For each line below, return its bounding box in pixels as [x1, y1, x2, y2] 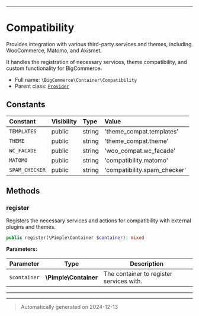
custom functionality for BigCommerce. [6, 65, 102, 72]
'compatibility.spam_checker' [104, 165, 187, 174]
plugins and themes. [6, 224, 56, 231]
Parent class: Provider [14, 82, 69, 90]
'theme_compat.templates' [104, 127, 179, 135]
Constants [6, 100, 46, 110]
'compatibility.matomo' [104, 156, 169, 164]
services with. [103, 277, 143, 285]
